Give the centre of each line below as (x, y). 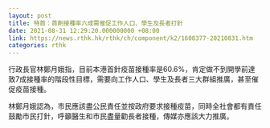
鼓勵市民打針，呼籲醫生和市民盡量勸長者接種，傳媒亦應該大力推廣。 (121, 116)
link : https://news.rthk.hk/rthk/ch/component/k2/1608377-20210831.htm (131, 38)
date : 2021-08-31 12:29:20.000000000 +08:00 (84, 30)
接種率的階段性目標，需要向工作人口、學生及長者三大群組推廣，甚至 (139, 79)
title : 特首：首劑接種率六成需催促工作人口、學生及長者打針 (96, 23)
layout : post (30, 16)
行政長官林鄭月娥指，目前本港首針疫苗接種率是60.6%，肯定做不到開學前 (129, 70)
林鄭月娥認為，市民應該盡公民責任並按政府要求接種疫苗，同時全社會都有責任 (135, 106)
